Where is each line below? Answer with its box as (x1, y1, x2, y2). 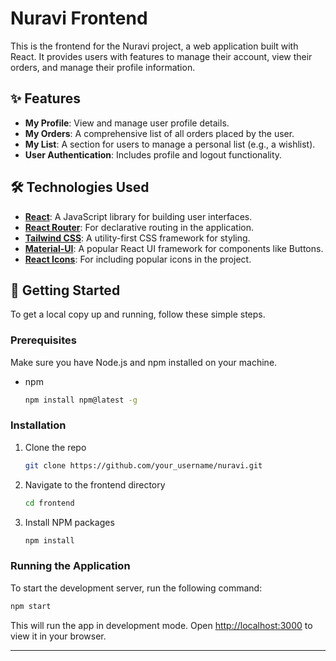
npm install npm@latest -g (24, 395, 138, 405)
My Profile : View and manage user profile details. (24, 117, 230, 129)
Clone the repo (24, 441, 87, 453)
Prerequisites (10, 333, 77, 347)
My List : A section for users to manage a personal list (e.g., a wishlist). (24, 138, 316, 150)
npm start (10, 601, 52, 611)
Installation (10, 418, 67, 432)
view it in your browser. (10, 630, 107, 642)
